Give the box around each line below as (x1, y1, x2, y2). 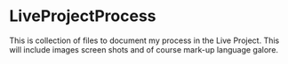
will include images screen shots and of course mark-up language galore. (9, 44, 278, 54)
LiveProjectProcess (9, 6, 157, 26)
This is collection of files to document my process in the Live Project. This (9, 35, 280, 46)
